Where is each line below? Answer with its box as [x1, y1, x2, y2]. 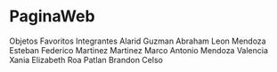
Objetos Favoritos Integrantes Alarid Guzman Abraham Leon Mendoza [9, 36, 266, 46]
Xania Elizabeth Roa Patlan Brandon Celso [9, 54, 163, 65]
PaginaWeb [9, 6, 95, 27]
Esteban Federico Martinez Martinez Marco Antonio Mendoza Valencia [9, 44, 269, 55]
